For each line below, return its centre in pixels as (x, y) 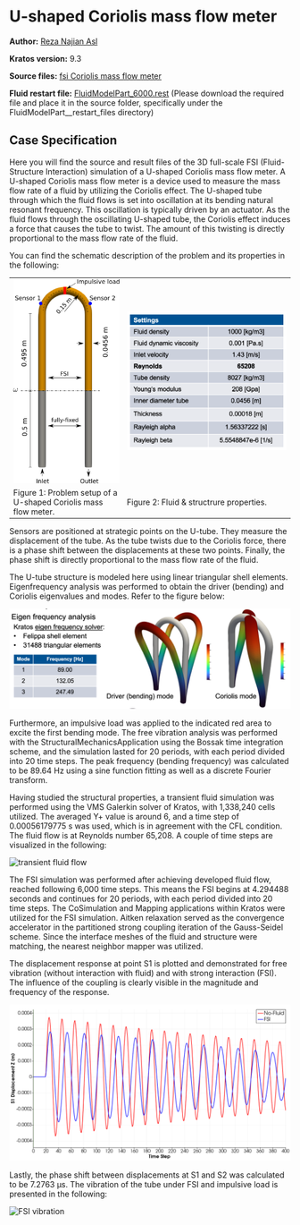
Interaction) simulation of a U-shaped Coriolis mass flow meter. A (166, 171)
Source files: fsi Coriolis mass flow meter (86, 76)
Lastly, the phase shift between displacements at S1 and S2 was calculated (147, 1175)
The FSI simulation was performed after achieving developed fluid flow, (140, 880)
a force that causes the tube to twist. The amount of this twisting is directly (147, 228)
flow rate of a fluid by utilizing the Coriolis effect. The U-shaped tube (136, 191)
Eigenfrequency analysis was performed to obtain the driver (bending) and (146, 587)
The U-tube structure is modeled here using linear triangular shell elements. (149, 577)
